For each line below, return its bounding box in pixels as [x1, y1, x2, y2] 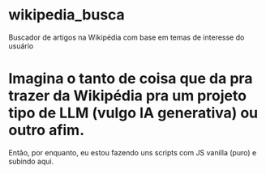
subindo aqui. [8, 156, 54, 166]
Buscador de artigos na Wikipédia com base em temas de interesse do [8, 32, 245, 42]
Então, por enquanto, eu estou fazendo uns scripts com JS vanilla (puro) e [8, 147, 257, 157]
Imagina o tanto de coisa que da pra [8, 70, 253, 88]
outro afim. [8, 121, 85, 139]
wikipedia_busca [8, 6, 126, 24]
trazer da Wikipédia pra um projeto [8, 87, 247, 105]
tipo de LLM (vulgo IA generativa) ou [8, 104, 259, 122]
